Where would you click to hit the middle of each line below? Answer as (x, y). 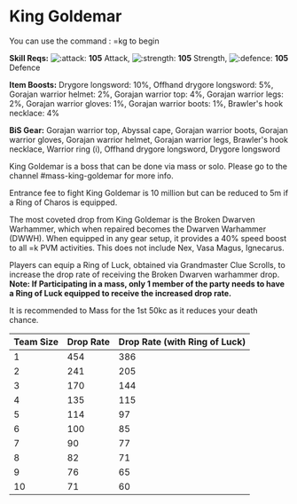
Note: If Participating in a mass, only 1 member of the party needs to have (147, 283)
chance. (24, 319)
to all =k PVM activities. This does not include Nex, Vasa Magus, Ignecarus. (147, 248)
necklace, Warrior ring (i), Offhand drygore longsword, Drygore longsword (145, 149)
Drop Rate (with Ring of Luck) (182, 342)
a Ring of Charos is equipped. (63, 202)
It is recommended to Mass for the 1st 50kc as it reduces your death (134, 310)
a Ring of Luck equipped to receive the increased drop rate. (121, 293)
